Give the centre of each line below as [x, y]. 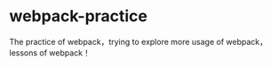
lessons [24, 52]
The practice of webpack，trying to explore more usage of [117, 41]
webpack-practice [79, 16]
